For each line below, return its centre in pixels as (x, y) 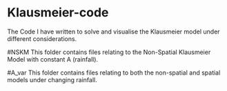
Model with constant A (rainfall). (53, 59)
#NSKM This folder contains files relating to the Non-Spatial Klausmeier (109, 52)
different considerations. (42, 38)
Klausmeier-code (58, 13)
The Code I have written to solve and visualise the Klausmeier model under (113, 31)
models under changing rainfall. (52, 79)
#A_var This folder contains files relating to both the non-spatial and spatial (114, 73)
